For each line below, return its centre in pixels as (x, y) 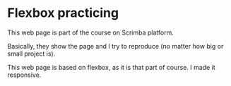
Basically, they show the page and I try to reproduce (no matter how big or (115, 46)
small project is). (31, 54)
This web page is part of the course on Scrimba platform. (91, 32)
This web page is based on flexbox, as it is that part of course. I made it (111, 67)
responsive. (24, 75)
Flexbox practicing (63, 13)
